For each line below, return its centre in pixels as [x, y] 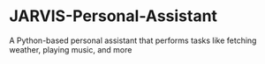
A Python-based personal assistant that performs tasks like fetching [133, 40]
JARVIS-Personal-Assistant [114, 16]
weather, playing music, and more [71, 49]
